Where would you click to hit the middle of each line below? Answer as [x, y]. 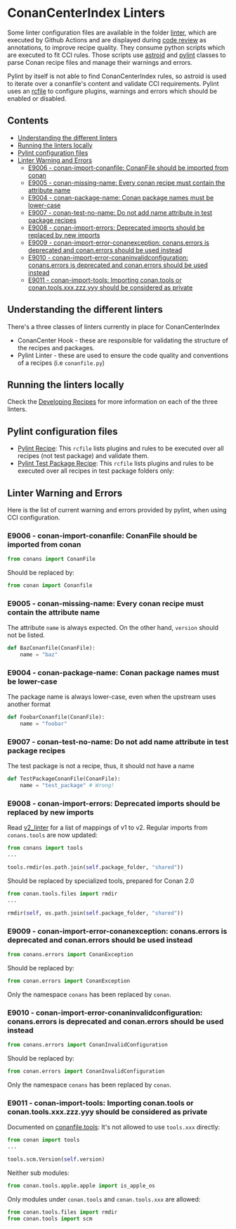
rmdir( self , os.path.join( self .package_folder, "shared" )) [96, 913]
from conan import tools [44, 1140]
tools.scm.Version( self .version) [56, 1159]
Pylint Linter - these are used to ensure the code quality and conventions [123, 355]
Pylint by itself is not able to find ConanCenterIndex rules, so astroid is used [117, 76]
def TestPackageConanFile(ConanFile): [64, 779]
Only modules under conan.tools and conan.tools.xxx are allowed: [104, 1199]
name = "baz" [39, 655]
